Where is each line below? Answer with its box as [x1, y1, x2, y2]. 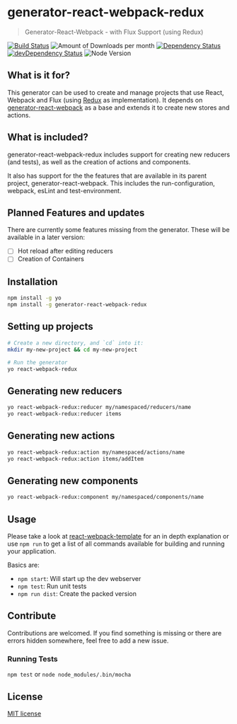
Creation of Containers [17, 255, 85, 263]
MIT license [7, 709, 42, 718]
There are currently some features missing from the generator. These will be [7, 226, 230, 234]
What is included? [7, 132, 88, 144]
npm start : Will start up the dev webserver [17, 575, 141, 582]
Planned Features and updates [7, 207, 145, 219]
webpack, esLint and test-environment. [7, 186, 122, 195]
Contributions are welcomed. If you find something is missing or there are [7, 628, 222, 637]
